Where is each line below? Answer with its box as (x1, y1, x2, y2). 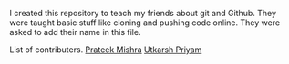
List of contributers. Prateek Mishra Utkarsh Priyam (9, 44, 202, 55)
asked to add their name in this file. (9, 27, 141, 37)
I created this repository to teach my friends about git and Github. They (9, 8, 276, 18)
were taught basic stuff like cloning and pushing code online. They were (9, 17, 281, 28)
